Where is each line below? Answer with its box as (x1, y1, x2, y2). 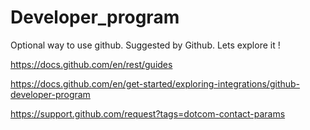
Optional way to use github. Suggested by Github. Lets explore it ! (10, 39, 281, 51)
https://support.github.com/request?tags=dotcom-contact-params (10, 107, 286, 120)
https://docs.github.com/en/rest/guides (10, 58, 173, 70)
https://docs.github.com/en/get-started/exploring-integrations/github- (10, 77, 301, 90)
